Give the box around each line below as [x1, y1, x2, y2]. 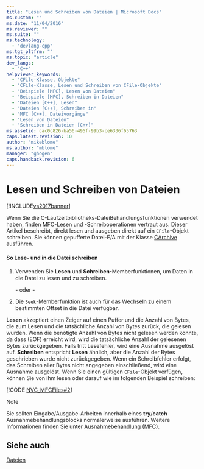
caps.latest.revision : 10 [6, 133, 72, 140]
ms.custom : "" [6, 15, 43, 21]
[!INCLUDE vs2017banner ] [6, 202, 71, 210]
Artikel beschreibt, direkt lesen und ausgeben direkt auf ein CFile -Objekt [6, 227, 189, 234]
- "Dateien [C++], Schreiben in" [12, 105, 97, 111]
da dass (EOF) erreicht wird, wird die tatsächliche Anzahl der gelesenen [6, 336, 187, 343]
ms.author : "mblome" [6, 144, 59, 151]
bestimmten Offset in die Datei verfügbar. [15, 304, 119, 311]
